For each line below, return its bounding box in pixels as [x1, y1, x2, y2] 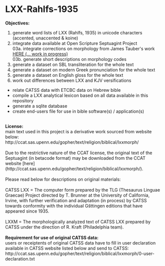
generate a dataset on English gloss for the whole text [12, 72, 124, 78]
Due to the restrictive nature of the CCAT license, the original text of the [5, 150, 153, 156]
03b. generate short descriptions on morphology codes [12, 56, 127, 62]
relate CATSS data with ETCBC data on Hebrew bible [12, 87, 121, 93]
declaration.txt [5, 256, 35, 262]
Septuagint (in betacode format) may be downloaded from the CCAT [5, 155, 146, 161]
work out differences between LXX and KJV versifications [12, 77, 132, 83]
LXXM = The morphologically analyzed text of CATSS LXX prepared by [5, 219, 151, 225]
